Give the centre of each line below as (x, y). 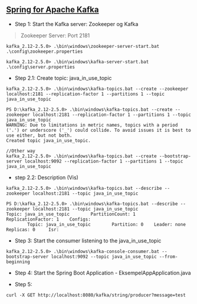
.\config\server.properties (41, 67)
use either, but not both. (39, 135)
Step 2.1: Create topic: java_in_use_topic (63, 78)
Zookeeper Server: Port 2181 (55, 35)
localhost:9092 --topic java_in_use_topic (104, 257)
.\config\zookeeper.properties (45, 51)
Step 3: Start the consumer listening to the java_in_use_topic (88, 240)
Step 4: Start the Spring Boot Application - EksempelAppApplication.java (103, 273)
